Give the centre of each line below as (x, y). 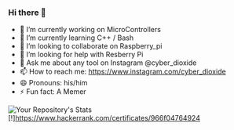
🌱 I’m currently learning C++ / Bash (77, 38)
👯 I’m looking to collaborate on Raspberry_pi (91, 46)
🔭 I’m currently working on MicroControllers (90, 30)
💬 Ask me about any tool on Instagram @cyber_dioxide (108, 63)
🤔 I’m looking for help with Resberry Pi (81, 55)
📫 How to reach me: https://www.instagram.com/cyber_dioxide (122, 72)
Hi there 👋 (27, 13)
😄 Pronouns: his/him (53, 83)
